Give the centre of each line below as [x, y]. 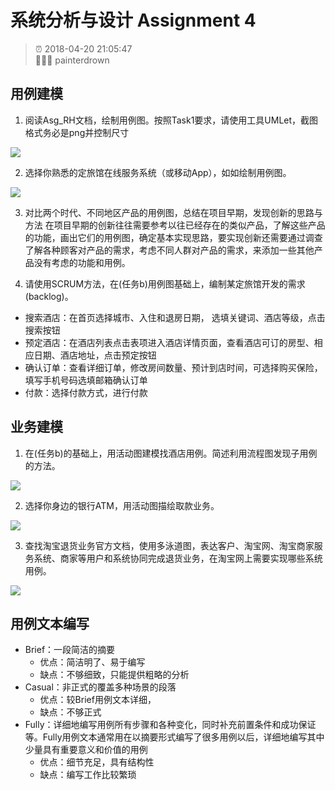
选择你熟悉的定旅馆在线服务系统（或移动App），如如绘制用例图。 [158, 172]
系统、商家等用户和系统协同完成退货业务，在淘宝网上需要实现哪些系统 [178, 558]
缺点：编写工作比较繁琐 [88, 775]
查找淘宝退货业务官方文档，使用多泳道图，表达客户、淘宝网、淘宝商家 [169, 545]
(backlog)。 [49, 296]
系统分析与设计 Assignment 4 [133, 20]
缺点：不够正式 [70, 712]
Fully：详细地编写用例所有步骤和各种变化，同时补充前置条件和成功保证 [170, 725]
